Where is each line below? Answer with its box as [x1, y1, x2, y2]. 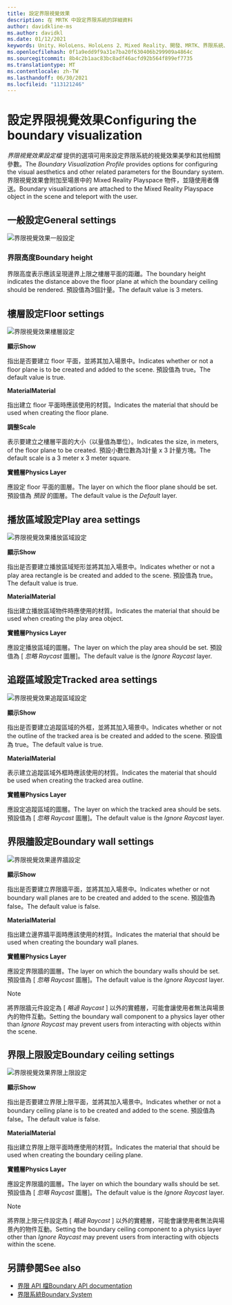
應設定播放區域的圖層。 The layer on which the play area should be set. [7, 643, 209, 651]
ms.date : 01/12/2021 [7, 36, 67, 43]
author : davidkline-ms [7, 23, 72, 30]
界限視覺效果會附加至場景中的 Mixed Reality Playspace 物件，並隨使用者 [7, 176, 213, 184]
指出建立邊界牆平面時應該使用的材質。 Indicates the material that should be [7, 930, 220, 938]
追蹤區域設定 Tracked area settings [7, 674, 157, 686]
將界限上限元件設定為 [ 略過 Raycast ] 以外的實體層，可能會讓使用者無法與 [7, 1217, 219, 1225]
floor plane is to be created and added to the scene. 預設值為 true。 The [7, 365, 211, 374]
